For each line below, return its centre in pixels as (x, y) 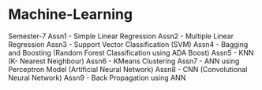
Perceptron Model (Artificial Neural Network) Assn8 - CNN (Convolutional (128, 69)
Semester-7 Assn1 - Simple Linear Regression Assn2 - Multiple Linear (121, 36)
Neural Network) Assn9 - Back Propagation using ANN (97, 77)
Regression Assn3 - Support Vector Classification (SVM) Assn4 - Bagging (128, 44)
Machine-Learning (70, 14)
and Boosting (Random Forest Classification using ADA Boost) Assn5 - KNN (131, 52)
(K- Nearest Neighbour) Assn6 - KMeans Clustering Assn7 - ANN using (124, 61)
